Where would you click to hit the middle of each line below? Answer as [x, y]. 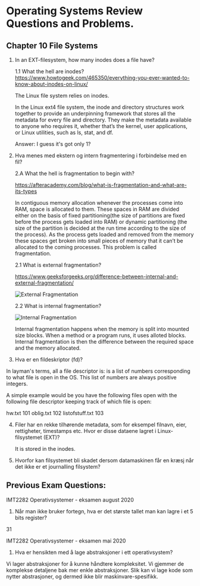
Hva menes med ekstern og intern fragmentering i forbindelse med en [101, 155]
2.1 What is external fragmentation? [58, 265]
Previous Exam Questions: [56, 486]
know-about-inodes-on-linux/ [51, 84]
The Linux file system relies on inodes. [62, 96]
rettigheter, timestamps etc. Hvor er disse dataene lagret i [85, 431]
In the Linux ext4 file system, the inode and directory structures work [99, 107]
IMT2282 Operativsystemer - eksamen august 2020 [70, 500]
